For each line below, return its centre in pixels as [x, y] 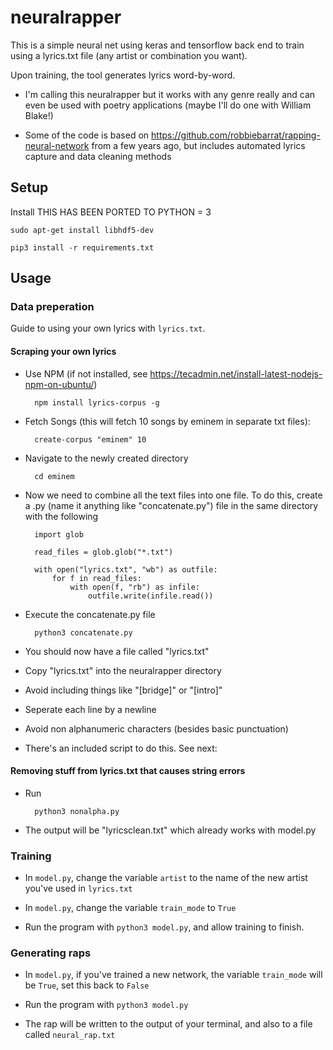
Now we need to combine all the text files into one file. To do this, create [173, 495]
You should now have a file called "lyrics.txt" [117, 651]
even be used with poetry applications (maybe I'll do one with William [168, 105]
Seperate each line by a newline [90, 709]
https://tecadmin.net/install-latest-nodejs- [236, 373]
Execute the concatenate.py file [90, 614]
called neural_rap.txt [70, 1035]
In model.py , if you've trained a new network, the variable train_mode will [173, 975]
